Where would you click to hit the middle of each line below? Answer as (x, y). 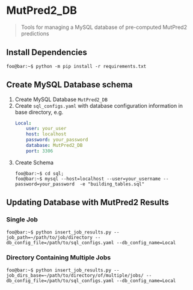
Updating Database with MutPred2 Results (88, 202)
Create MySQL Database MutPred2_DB (61, 99)
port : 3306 (40, 151)
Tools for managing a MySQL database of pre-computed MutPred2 (104, 27)
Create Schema (34, 162)
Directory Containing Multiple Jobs (59, 258)
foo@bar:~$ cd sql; (39, 173)
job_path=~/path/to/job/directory (50, 237)
